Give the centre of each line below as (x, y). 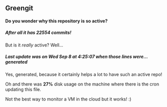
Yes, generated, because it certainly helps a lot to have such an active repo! (84, 74)
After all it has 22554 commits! (38, 32)
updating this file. (23, 89)
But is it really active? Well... (34, 45)
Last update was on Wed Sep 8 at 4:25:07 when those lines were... (77, 56)
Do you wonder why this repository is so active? (57, 21)
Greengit (19, 8)
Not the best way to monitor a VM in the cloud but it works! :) (68, 99)
